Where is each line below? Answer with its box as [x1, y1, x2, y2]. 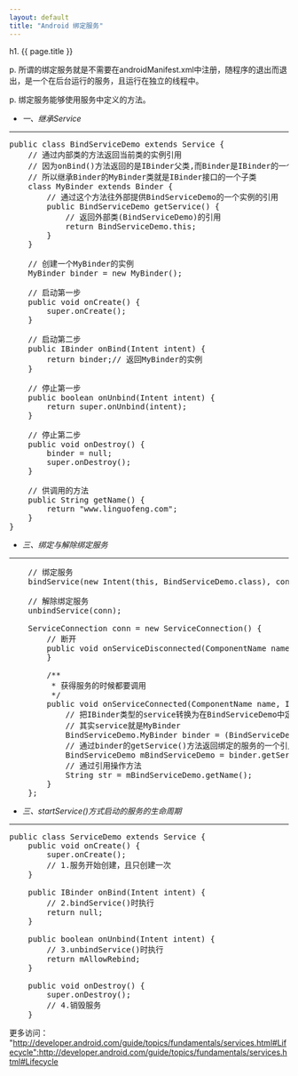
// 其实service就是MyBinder [65, 720, 181, 730]
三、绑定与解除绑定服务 [21, 539, 108, 550]
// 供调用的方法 [27, 486, 90, 495]
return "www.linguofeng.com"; [46, 503, 178, 514]
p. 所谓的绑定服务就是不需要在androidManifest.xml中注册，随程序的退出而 [9, 64, 280, 75]
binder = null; [46, 448, 113, 458]
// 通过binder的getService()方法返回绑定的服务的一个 [65, 740, 281, 751]
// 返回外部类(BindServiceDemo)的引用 [65, 212, 222, 222]
